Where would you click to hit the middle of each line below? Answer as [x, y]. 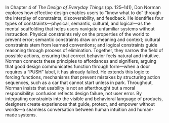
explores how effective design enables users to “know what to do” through [83, 13]
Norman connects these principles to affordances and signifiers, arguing [81, 61]
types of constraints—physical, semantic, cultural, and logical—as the [78, 23]
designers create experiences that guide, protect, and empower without [80, 104]
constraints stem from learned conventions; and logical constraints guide [81, 45]
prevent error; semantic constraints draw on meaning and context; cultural [83, 39]
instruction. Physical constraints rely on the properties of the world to [77, 34]
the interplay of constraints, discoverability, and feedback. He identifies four [85, 18]
